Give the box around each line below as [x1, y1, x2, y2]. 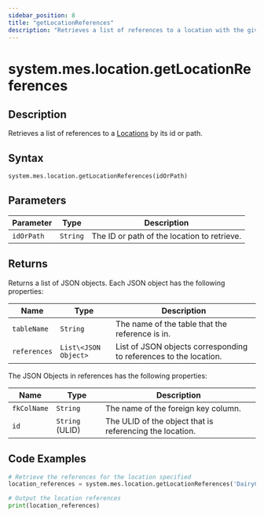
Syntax [8, 151, 44, 165]
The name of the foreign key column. [104, 402, 241, 413]
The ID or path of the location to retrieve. [91, 230, 242, 241]
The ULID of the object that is [104, 416, 214, 427]
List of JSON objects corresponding [115, 341, 248, 352]
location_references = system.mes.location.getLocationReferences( [8, 480, 234, 488]
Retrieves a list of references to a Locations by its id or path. [8, 129, 203, 138]
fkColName [12, 404, 49, 412]
